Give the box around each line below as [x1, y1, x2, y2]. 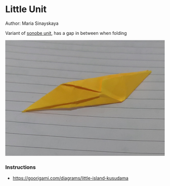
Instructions [5, 164, 36, 171]
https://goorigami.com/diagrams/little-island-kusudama [12, 175, 129, 181]
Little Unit [5, 4, 47, 15]
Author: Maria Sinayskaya [5, 20, 59, 26]
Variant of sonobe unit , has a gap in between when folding [5, 30, 127, 36]
